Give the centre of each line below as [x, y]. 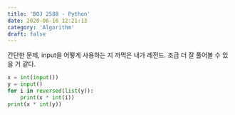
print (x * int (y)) [35, 104]
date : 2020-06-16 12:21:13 [47, 21]
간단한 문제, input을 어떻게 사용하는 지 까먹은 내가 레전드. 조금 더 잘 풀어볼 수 [114, 55]
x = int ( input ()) [33, 78]
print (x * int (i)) [47, 97]
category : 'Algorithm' [41, 27]
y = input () [25, 84]
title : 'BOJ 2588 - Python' [49, 14]
